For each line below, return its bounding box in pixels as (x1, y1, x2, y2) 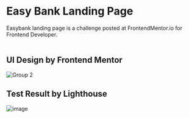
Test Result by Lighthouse (6, 89, 108, 99)
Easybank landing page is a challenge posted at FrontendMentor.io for (6, 24, 183, 32)
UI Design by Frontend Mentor (6, 55, 123, 65)
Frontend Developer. (6, 30, 58, 38)
